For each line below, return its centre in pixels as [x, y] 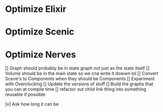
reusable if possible [25, 95]
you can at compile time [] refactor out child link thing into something [76, 89]
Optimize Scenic [40, 32]
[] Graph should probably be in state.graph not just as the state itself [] [77, 68]
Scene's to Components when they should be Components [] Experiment [80, 79]
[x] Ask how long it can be [32, 104]
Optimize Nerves [41, 54]
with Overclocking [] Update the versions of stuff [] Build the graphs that [79, 84]
